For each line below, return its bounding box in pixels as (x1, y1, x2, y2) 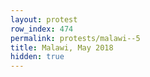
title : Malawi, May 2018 (10, 42, 114, 53)
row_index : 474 (10, 24, 74, 34)
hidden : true (10, 52, 65, 62)
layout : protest (10, 14, 78, 25)
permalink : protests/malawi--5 (10, 33, 141, 43)
